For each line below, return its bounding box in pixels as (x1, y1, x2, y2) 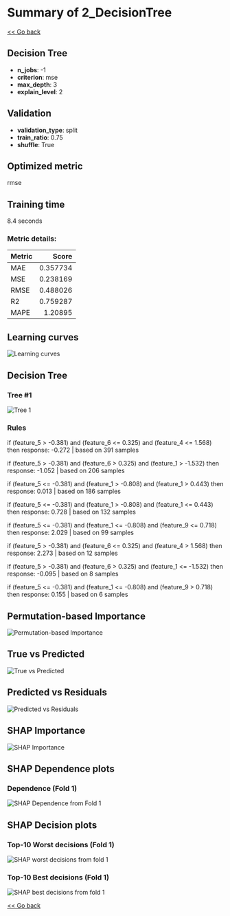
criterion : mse (16, 73, 58, 81)
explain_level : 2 (16, 87, 63, 96)
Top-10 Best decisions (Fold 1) (7, 872, 110, 882)
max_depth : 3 (16, 80, 57, 89)
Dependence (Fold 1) (7, 783, 78, 793)
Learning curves (7, 331, 79, 343)
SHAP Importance (7, 725, 86, 737)
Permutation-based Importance (7, 610, 146, 622)
